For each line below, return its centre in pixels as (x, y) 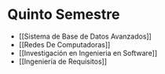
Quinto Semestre (64, 15)
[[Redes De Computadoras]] (64, 44)
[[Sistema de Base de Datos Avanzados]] (85, 36)
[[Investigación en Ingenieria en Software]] (88, 53)
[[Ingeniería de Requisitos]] (63, 61)
